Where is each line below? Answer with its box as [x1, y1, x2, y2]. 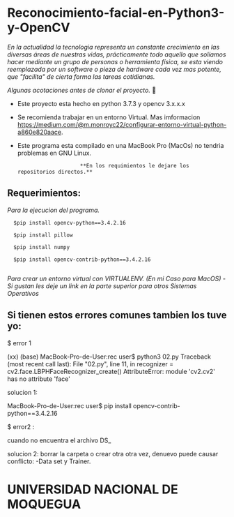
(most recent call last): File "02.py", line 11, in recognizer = [7, 359, 174, 368]
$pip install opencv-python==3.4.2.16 [13, 219, 127, 226]
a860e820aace [17, 128, 61, 136]
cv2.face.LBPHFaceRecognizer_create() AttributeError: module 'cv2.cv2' [7, 367, 216, 375]
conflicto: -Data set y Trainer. [7, 457, 91, 465]
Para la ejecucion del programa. [7, 206, 100, 214]
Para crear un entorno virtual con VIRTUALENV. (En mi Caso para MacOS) [7, 274, 221, 283]
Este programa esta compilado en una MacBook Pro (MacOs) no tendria [17, 141, 224, 149]
